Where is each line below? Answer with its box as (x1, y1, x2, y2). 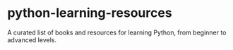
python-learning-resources (7, 5, 172, 21)
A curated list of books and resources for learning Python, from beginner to (7, 28, 227, 37)
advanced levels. (7, 35, 56, 44)
